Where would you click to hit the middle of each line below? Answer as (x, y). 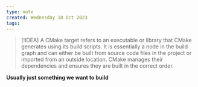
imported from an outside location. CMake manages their (92, 60)
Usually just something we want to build (57, 78)
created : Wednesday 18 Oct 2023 (47, 18)
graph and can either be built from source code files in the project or (106, 53)
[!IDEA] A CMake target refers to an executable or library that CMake (106, 40)
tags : (13, 23)
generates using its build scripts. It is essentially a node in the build (104, 47)
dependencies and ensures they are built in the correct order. (97, 66)
